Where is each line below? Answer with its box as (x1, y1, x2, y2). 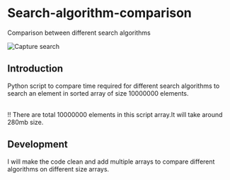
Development (7, 138, 69, 150)
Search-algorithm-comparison (7, 5, 192, 21)
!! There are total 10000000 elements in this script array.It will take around (7, 110, 223, 118)
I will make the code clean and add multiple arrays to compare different (7, 157, 215, 166)
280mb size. (7, 118, 44, 126)
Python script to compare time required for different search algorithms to (7, 81, 220, 90)
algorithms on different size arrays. (7, 164, 110, 173)
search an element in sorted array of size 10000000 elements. (7, 89, 189, 97)
